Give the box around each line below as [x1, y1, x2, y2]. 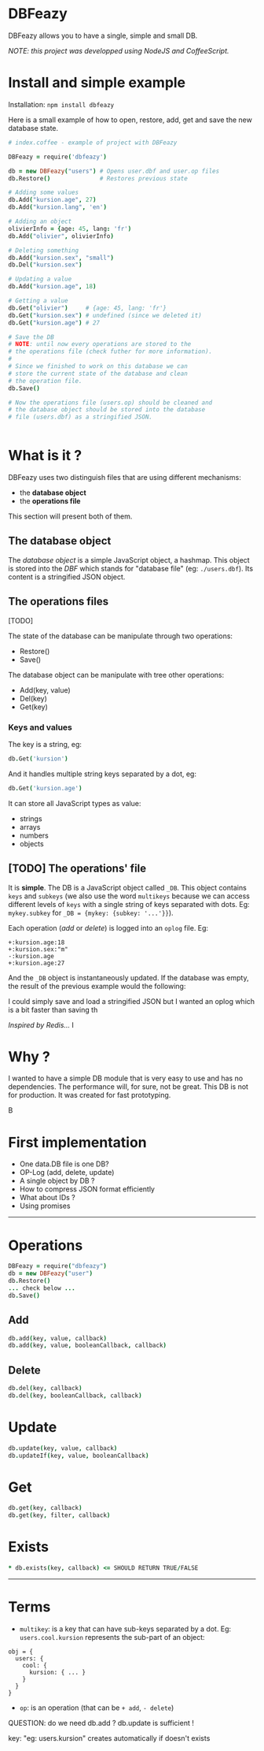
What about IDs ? [19, 1193, 76, 1203]
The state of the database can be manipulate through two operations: [8, 631, 233, 641]
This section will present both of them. [8, 511, 133, 521]
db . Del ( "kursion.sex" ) [8, 261, 82, 269]
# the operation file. [8, 377, 82, 385]
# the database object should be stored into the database [8, 406, 206, 414]
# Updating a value [8, 275, 72, 284]
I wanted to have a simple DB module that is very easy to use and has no [8, 1073, 244, 1084]
